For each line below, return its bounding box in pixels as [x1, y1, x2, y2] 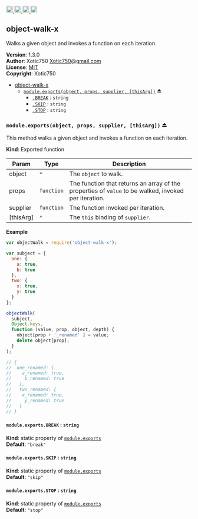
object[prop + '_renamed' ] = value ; [16, 332, 110, 338]
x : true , [16, 283, 38, 289]
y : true [16, 289, 35, 295]
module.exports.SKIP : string [6, 454, 77, 461]
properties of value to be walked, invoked [69, 187, 184, 195]
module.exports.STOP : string [6, 487, 77, 494]
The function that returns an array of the [69, 180, 181, 188]
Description [112, 160, 146, 168]
